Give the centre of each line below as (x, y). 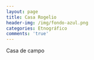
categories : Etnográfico (37, 28)
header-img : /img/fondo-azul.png (47, 23)
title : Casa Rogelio (32, 17)
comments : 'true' (27, 34)
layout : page (22, 12)
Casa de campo (25, 50)
